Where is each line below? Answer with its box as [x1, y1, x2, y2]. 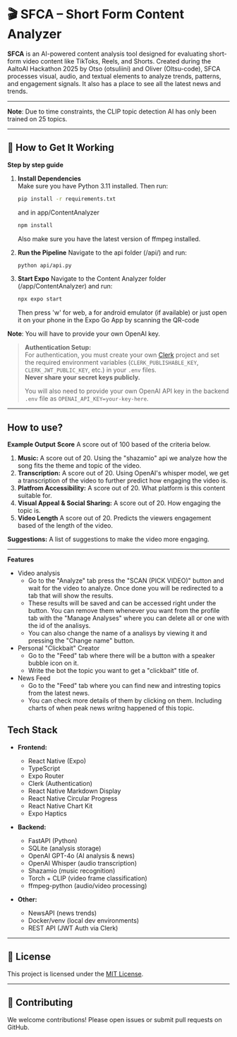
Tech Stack [7, 724, 58, 736]
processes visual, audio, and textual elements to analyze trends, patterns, [7, 72, 221, 80]
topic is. [17, 507, 41, 515]
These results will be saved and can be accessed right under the [28, 599, 217, 607]
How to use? [7, 421, 63, 433]
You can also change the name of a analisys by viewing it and [28, 629, 207, 638]
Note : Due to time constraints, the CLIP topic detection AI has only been [7, 107, 217, 116]
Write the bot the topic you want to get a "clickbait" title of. [28, 667, 199, 675]
